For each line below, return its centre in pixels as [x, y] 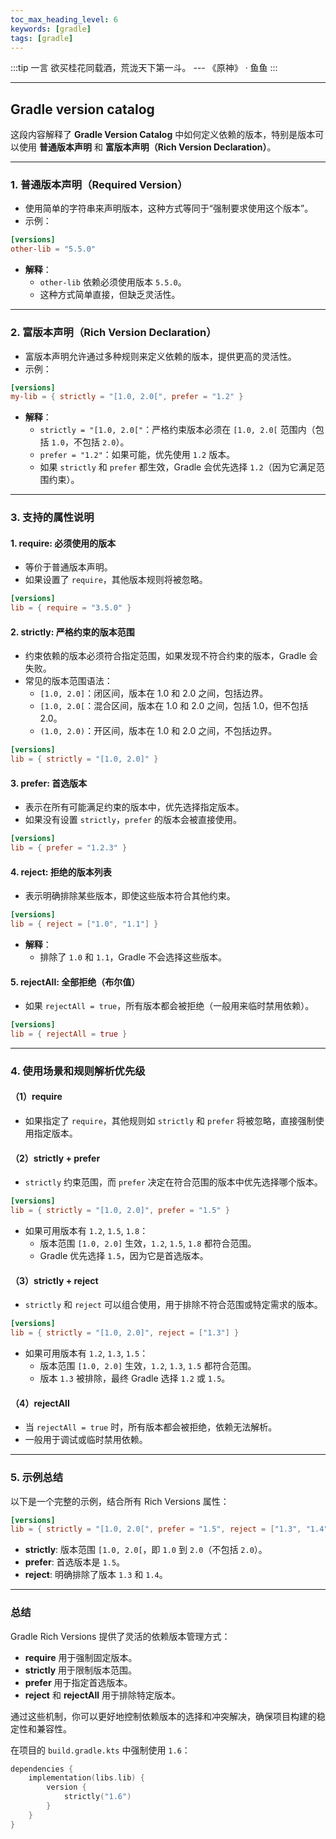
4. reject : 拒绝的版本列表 [61, 872]
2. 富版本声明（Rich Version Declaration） [113, 333]
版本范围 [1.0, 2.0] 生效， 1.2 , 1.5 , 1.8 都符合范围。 [148, 1243]
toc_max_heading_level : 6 [64, 19]
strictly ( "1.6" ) [97, 1797]
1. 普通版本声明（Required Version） [99, 185]
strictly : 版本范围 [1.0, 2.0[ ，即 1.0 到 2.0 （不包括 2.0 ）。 [146, 1550]
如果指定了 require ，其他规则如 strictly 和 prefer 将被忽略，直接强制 [170, 1121]
